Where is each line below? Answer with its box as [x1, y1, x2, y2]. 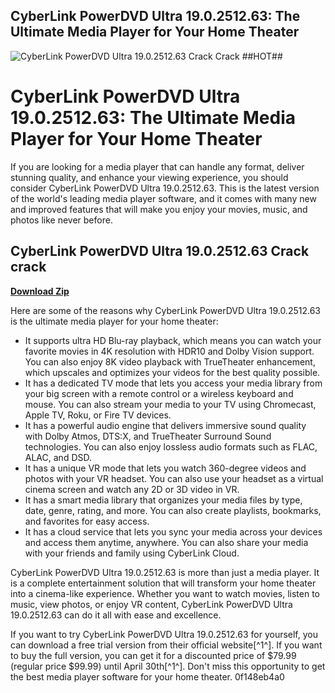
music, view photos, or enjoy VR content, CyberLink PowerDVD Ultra [10, 598, 293, 610]
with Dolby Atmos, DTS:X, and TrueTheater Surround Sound [24, 430, 272, 442]
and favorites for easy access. [24, 515, 150, 527]
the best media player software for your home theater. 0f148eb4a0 [10, 670, 285, 683]
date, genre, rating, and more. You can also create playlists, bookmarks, [24, 504, 322, 516]
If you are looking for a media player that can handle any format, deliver [10, 160, 305, 173]
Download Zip [10, 285, 70, 297]
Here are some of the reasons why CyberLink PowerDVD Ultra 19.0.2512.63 [10, 304, 321, 316]
